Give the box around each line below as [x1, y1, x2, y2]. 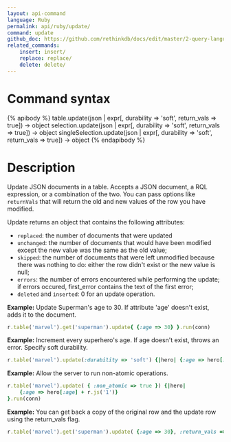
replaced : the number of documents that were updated [16, 231, 173, 240]
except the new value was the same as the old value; [16, 246, 167, 254]
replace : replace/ [19, 55, 72, 62]
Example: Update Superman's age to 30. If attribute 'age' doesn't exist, [7, 303, 210, 311]
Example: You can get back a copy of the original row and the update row [7, 408, 217, 416]
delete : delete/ [19, 61, 67, 68]
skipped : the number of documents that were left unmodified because [16, 253, 215, 262]
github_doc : [7, 36, 41, 43]
